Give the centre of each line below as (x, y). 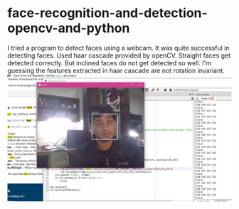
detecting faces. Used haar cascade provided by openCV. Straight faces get (119, 55)
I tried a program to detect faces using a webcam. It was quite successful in (118, 48)
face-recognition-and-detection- (107, 13)
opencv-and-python (69, 28)
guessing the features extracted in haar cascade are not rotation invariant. (116, 70)
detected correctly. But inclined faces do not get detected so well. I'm (110, 63)
